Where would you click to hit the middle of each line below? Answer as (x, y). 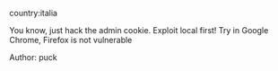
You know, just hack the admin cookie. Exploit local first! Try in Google (139, 30)
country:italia (34, 13)
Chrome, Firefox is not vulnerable (71, 40)
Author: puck (33, 57)
